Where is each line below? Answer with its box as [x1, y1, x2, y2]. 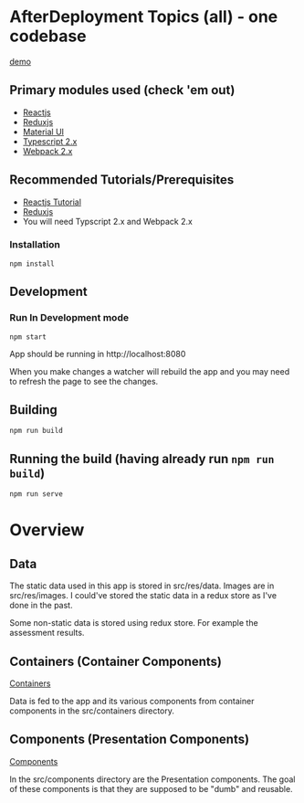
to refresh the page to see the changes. [9, 375, 159, 386]
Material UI [22, 126, 65, 137]
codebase [9, 26, 87, 47]
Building [9, 402, 58, 417]
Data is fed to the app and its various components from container [9, 695, 255, 706]
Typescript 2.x [22, 135, 78, 147]
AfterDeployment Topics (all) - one [9, 6, 278, 27]
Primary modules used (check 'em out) [9, 82, 236, 98]
